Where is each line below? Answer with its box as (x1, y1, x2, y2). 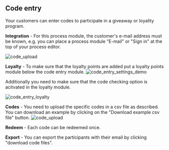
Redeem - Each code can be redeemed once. (5, 124, 101, 130)
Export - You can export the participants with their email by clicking (5, 134, 147, 140)
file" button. (5, 114, 30, 121)
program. (5, 23, 25, 29)
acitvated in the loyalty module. (5, 84, 71, 90)
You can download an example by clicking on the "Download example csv (5, 109, 160, 115)
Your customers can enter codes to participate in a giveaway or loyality (5, 17, 154, 23)
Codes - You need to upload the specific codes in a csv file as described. (5, 104, 159, 110)
